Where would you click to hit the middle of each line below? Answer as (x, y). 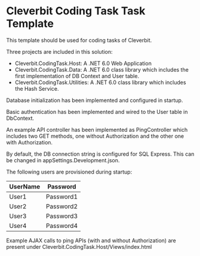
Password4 (62, 226)
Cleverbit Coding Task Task (76, 11)
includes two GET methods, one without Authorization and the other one (95, 136)
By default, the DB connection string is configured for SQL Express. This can (100, 154)
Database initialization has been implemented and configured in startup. (95, 100)
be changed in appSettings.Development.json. (63, 160)
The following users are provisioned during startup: (69, 172)
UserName (25, 186)
